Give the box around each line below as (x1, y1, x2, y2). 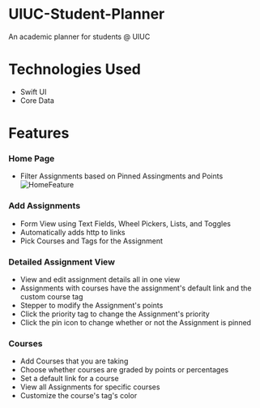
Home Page (8, 152, 55, 164)
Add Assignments (8, 200, 81, 212)
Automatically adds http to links (19, 227, 126, 237)
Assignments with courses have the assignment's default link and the (19, 283, 252, 293)
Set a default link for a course (19, 374, 119, 384)
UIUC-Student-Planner (8, 5, 165, 24)
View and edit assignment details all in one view (19, 274, 181, 284)
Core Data (19, 95, 55, 105)
